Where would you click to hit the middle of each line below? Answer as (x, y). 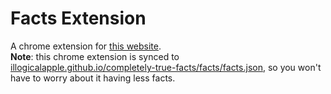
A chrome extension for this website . (86, 46)
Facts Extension (78, 18)
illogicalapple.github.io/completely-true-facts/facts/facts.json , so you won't (166, 67)
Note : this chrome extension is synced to (95, 56)
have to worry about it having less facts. (93, 78)
